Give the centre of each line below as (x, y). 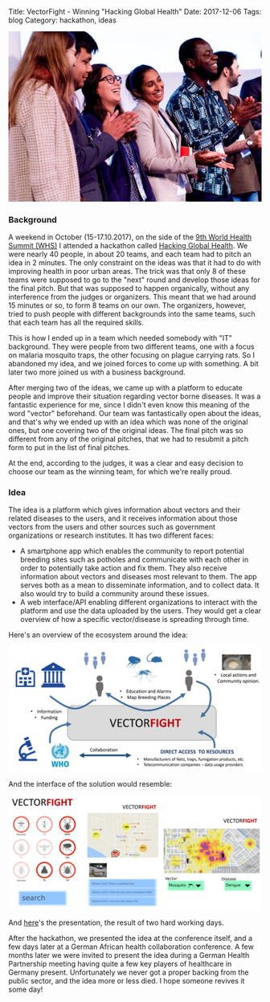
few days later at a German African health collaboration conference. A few (131, 947)
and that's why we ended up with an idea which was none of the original (128, 422)
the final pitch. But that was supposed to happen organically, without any (129, 288)
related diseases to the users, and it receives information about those (123, 518)
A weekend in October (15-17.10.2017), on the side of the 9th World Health (130, 237)
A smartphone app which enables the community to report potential (132, 551)
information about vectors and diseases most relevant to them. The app (138, 577)
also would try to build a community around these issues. (115, 594)
